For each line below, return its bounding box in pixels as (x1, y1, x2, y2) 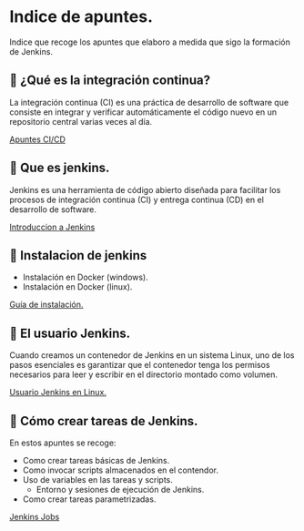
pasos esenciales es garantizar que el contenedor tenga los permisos (9, 360, 270, 371)
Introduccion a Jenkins (9, 221, 96, 232)
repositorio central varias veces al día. (9, 116, 153, 127)
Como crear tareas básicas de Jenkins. (22, 455, 170, 465)
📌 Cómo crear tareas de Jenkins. (9, 413, 198, 429)
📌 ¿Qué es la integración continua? (9, 73, 211, 88)
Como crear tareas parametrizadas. (22, 494, 157, 505)
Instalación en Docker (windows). (22, 271, 148, 283)
